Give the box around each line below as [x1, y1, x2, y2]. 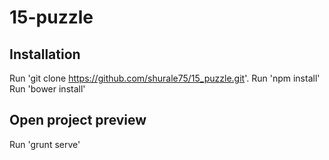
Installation [9, 46, 81, 63]
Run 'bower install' [9, 83, 86, 95]
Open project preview [9, 112, 147, 129]
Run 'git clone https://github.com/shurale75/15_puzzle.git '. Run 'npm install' [9, 72, 321, 84]
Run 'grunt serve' [9, 138, 81, 150]
